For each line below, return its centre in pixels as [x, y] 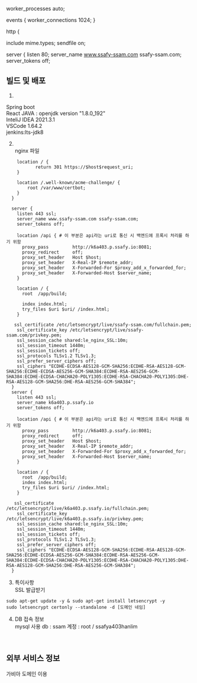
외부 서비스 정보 [33, 658]
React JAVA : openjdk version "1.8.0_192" [56, 113]
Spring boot [21, 107]
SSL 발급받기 [30, 589]
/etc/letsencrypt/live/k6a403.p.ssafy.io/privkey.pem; [75, 519]
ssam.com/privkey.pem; [34, 335]
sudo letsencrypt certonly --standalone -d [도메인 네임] [76, 607]
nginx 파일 [27, 150]
